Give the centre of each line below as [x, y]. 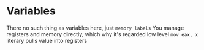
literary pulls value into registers [47, 40]
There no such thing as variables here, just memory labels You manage [95, 28]
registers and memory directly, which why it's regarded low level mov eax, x [102, 34]
